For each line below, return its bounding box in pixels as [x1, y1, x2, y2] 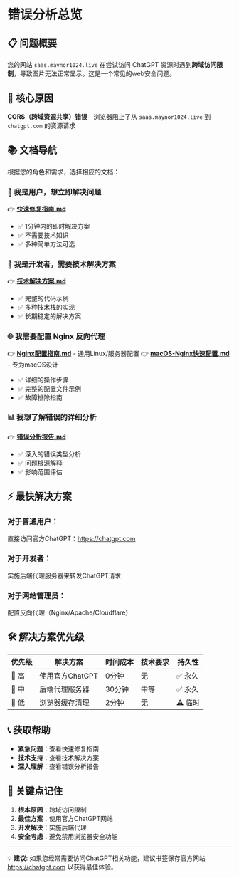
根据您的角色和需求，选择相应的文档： [7, 167, 119, 176]
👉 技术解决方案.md [7, 277, 66, 286]
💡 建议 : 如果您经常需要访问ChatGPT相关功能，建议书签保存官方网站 [7, 854, 206, 862]
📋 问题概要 [7, 37, 58, 49]
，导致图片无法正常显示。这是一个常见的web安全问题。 [14, 69, 176, 78]
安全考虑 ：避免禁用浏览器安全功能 [17, 832, 118, 840]
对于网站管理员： [7, 590, 66, 600]
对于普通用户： [7, 517, 59, 527]
